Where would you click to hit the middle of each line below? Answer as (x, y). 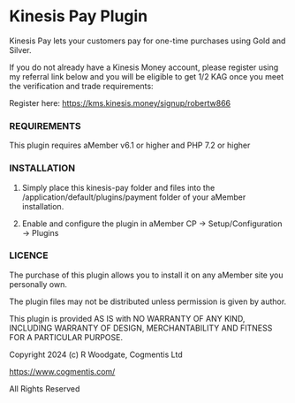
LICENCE (29, 255)
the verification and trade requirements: (81, 86)
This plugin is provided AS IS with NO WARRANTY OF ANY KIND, (127, 318)
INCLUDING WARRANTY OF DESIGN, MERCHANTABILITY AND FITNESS (141, 328)
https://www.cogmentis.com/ (62, 371)
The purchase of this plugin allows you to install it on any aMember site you (146, 275)
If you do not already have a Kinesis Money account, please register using (144, 67)
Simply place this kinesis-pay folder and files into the (118, 187)
